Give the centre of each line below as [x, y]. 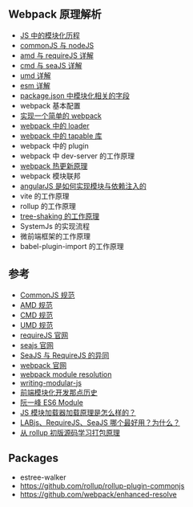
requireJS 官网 [44, 335]
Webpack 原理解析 [55, 14]
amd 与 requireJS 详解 [56, 55]
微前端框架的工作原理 [55, 236]
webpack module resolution [66, 374]
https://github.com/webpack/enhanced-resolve [99, 495]
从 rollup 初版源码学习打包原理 [70, 432]
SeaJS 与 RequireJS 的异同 [64, 355]
